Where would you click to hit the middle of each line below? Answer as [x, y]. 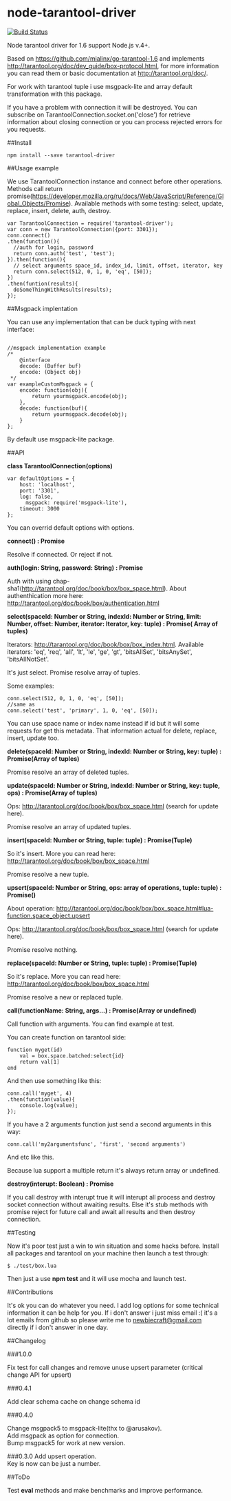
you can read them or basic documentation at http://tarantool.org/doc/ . [108, 73]
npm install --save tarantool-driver [61, 155]
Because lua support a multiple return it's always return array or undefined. [113, 1170]
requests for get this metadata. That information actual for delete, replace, [112, 730]
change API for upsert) [40, 1375]
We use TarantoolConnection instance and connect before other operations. [115, 181]
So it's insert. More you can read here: [62, 853]
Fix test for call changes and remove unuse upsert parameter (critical [105, 1367]
